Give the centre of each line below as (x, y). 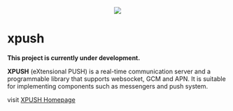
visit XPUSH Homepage (41, 99)
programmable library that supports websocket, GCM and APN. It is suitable (116, 79)
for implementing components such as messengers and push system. (108, 86)
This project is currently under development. (74, 58)
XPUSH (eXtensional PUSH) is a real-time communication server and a (109, 71)
